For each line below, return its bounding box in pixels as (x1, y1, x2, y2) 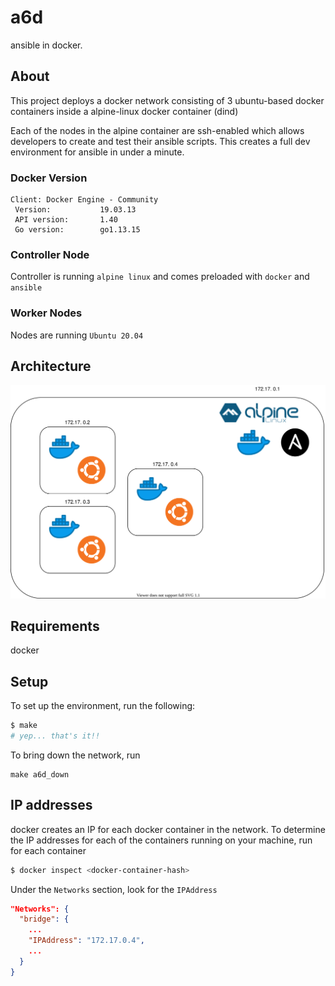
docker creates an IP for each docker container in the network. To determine (10, 823, 326, 835)
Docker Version (10, 171, 88, 185)
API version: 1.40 (14, 215, 118, 225)
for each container (10, 844, 87, 856)
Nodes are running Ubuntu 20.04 (10, 329, 144, 341)
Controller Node (10, 247, 90, 261)
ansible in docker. (10, 39, 83, 51)
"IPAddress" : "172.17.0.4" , (28, 936, 145, 946)
